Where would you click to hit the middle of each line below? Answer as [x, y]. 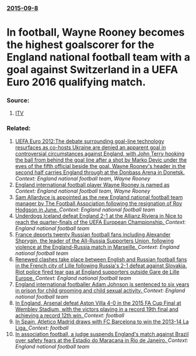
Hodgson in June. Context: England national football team [85, 210]
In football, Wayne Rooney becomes [96, 32]
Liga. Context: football [42, 328]
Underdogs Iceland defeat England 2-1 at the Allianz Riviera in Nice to [99, 215]
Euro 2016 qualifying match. [76, 82]
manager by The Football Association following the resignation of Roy [99, 203]
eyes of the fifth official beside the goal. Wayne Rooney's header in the [100, 166]
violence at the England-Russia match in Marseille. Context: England [97, 247]
